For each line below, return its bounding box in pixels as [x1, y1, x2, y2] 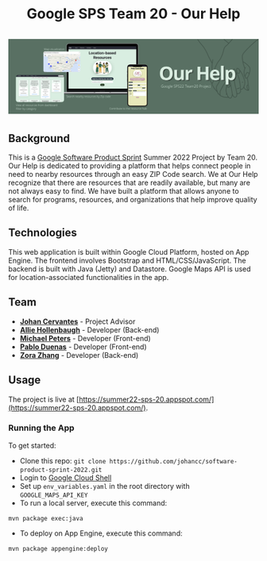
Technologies [8, 226, 78, 240]
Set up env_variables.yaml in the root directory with [19, 481, 190, 490]
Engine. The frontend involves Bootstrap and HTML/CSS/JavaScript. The [8, 256, 246, 265]
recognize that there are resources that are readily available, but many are [8, 178, 250, 187]
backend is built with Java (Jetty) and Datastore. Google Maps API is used [8, 263, 252, 274]
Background [8, 132, 70, 145]
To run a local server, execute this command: [19, 498, 168, 508]
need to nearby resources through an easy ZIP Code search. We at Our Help [8, 170, 258, 179]
